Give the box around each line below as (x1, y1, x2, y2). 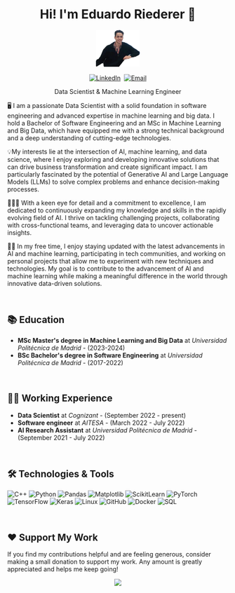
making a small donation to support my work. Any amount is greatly (7, 557, 202, 566)
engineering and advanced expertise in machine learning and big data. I (7, 111, 215, 120)
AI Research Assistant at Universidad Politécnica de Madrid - (17, 425, 198, 434)
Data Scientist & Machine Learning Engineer (54, 87, 182, 95)
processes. (7, 185, 40, 193)
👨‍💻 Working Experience (7, 393, 113, 404)
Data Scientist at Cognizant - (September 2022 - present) (17, 411, 187, 419)
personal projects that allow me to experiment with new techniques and (7, 257, 214, 265)
